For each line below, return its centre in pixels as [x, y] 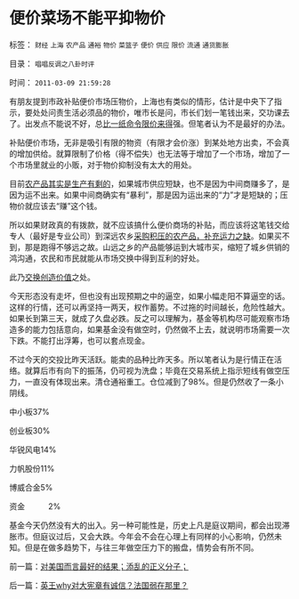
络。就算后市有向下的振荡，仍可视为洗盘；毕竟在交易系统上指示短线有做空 [145, 370]
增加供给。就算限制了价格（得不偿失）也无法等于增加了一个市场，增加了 [149, 153]
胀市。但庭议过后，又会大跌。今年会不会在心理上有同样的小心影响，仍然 [141, 536]
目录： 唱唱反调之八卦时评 [52, 63]
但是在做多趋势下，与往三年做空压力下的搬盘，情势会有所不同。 [141, 547]
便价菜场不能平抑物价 [88, 18]
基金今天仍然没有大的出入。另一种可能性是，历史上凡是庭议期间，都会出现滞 [149, 525]
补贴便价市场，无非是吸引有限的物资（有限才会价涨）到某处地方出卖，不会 [145, 142]
